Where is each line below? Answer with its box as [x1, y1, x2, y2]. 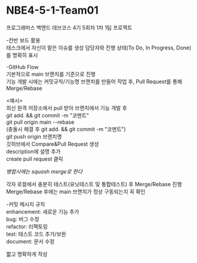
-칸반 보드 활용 [6, 36, 40, 43]
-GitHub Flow [6, 63, 39, 70]
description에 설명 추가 [6, 148, 61, 155]
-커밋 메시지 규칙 [6, 201, 46, 208]
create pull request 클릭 [6, 155, 63, 162]
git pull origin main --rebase [6, 118, 75, 126]
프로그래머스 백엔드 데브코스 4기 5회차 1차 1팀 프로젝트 [6, 24, 132, 31]
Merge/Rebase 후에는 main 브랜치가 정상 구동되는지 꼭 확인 [6, 188, 146, 195]
